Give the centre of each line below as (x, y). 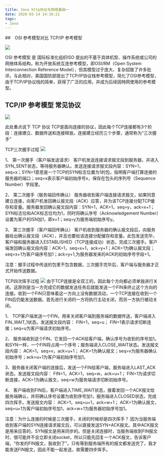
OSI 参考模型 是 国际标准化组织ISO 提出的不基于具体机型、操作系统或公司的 (81, 57)
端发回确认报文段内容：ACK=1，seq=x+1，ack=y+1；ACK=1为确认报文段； (80, 248)
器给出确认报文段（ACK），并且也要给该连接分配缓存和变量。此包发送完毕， (81, 236)
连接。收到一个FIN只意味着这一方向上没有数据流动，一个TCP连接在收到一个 (81, 293)
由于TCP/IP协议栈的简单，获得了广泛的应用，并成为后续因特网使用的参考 (78, 82)
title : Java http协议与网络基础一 (37, 10)
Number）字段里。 (24, 185)
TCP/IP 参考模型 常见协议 (43, 105)
